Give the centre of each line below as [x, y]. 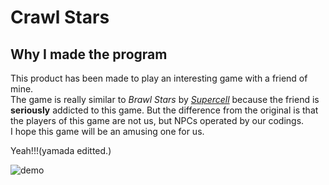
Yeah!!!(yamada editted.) [61, 150]
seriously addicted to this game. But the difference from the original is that [164, 110]
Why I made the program [89, 54]
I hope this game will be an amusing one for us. [107, 131]
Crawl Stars [60, 17]
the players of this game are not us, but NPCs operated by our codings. [157, 120]
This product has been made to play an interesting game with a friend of [159, 78]
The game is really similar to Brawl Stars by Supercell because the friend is [165, 99]
